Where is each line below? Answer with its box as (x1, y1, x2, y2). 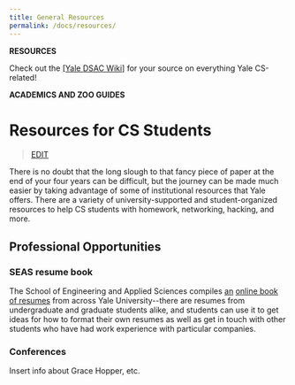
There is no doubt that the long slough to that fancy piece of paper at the (9, 166, 275, 177)
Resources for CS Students (9, 120, 212, 140)
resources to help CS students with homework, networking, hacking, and (9, 204, 275, 215)
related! (9, 72, 37, 82)
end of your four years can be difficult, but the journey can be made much (9, 176, 279, 187)
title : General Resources (9, 12, 104, 22)
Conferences (9, 346, 66, 358)
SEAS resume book (9, 266, 93, 278)
